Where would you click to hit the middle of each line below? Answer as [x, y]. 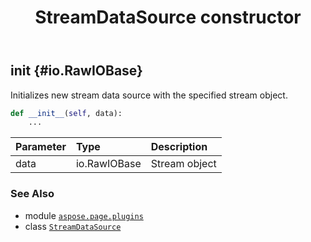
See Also [32, 194]
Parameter [41, 147]
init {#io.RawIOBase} [76, 71]
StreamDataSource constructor [168, 17]
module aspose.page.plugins [84, 215]
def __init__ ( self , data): [66, 113]
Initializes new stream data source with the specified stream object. [149, 95]
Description [179, 147]
